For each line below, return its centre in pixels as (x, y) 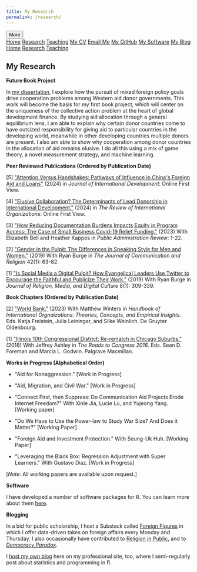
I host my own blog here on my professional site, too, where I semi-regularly (98, 556)
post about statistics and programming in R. (59, 563)
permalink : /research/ (34, 17)
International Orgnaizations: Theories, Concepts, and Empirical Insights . (94, 315)
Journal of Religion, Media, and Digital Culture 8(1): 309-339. (80, 286)
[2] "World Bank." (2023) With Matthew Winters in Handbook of (83, 309)
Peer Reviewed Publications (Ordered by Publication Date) (79, 166)
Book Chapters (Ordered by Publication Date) (62, 297)
